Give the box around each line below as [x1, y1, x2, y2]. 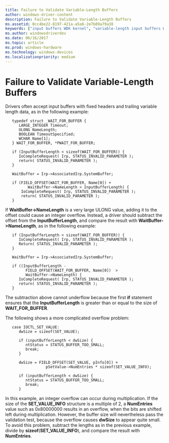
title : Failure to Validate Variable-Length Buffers [5, 7, 118, 13]
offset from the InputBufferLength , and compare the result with [5, 217, 137, 224]
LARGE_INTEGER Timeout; [18, 123, 69, 128]
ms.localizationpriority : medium [5, 54, 75, 60]
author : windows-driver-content [5, 12, 73, 17]
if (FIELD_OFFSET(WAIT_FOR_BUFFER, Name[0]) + [12, 180, 112, 186]
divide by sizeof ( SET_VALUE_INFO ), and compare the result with [5, 427, 140, 434]
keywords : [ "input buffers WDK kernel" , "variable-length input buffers [5, 26, 161, 31]
